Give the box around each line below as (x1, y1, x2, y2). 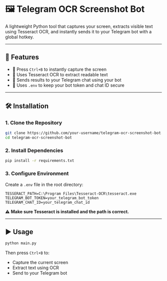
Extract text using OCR (12, 265, 59, 271)
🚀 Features (5, 53, 39, 62)
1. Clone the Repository (5, 120, 62, 127)
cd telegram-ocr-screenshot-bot (5, 135, 72, 140)
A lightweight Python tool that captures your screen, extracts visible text (5, 23, 153, 29)
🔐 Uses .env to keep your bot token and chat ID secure (12, 82, 125, 88)
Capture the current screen (12, 260, 69, 266)
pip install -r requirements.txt (5, 158, 75, 163)
